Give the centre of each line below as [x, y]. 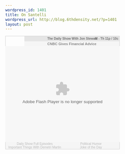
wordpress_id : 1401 [26, 10]
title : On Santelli [26, 15]
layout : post [19, 24]
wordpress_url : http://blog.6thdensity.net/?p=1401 [61, 19]
